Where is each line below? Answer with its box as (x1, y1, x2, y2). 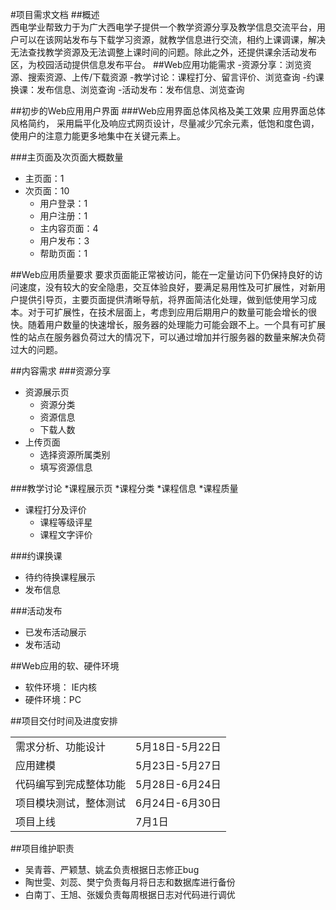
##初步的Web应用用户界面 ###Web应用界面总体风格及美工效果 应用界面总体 (10, 105, 326, 117)
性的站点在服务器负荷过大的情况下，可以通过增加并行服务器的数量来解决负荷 (10, 331, 326, 343)
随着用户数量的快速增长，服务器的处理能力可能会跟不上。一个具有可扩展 (27, 319, 326, 330)
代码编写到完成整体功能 (15, 778, 127, 791)
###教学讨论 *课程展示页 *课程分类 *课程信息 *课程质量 (10, 483, 239, 494)
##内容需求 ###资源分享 (10, 365, 112, 377)
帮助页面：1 (39, 248, 88, 259)
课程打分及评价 (24, 504, 87, 515)
